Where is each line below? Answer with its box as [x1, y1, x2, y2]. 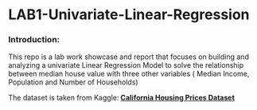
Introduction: [8, 34, 60, 45]
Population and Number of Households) [8, 77, 138, 87]
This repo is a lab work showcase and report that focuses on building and [8, 52, 249, 61]
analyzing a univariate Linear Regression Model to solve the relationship [8, 61, 244, 70]
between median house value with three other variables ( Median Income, [8, 69, 250, 79]
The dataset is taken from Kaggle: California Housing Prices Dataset [8, 93, 235, 103]
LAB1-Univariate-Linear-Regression [8, 6, 250, 24]
